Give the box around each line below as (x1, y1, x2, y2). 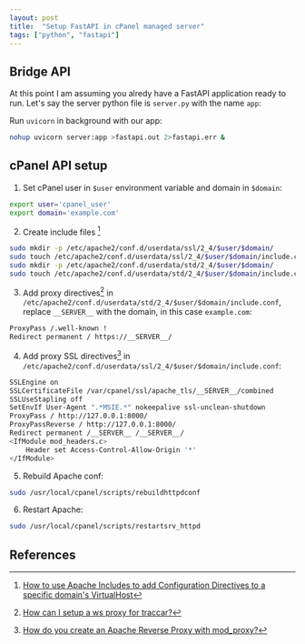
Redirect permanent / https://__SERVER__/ (9, 333, 172, 342)
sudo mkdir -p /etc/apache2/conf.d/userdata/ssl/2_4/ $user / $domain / (9, 244, 274, 253)
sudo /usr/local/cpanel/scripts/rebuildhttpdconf (9, 488, 202, 497)
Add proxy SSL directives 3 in (22, 349, 131, 361)
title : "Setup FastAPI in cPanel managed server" (9, 22, 205, 31)
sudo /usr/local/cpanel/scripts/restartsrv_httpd (9, 522, 202, 531)
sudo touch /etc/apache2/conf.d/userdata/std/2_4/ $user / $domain (9, 269, 258, 278)
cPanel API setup (9, 158, 108, 174)
